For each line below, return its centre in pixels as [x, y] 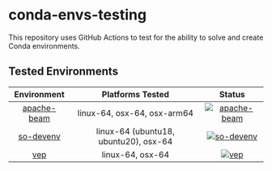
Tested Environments [64, 72]
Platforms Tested [136, 94]
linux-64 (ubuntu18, [136, 131]
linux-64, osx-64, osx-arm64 [136, 113]
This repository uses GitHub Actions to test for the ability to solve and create [136, 37]
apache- [39, 108]
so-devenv [39, 136]
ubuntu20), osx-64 [136, 141]
